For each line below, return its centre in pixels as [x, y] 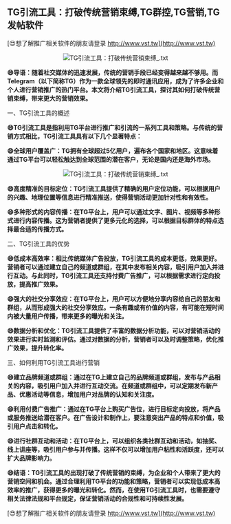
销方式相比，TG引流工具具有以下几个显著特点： [75, 136]
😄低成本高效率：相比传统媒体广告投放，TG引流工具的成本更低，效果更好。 [114, 258]
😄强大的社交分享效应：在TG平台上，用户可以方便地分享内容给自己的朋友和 [114, 299]
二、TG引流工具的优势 [38, 244]
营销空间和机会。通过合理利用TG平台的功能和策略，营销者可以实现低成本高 [114, 481]
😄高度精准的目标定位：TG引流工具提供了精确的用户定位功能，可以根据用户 [114, 189]
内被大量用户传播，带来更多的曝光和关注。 [67, 316]
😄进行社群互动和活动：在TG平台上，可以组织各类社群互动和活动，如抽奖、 [114, 441]
